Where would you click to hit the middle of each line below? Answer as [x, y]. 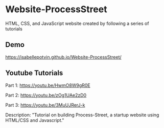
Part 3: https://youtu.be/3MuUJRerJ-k [45, 105]
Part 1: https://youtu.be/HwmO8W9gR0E [48, 85]
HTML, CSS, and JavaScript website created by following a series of [77, 23]
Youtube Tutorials [34, 73]
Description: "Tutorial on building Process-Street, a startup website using [82, 115]
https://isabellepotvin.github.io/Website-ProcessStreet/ [63, 57]
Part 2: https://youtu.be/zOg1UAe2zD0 [46, 95]
